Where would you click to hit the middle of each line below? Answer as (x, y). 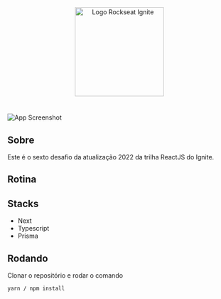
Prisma (28, 236)
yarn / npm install (36, 289)
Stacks (23, 203)
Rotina (22, 180)
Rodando (28, 258)
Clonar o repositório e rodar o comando (65, 276)
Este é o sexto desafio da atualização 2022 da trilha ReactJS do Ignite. (111, 157)
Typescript (33, 229)
